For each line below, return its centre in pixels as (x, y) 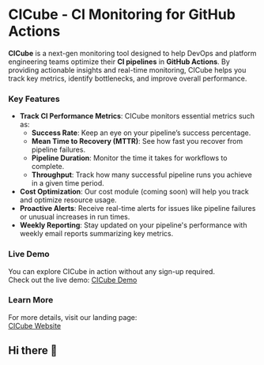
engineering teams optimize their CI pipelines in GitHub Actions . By (119, 62)
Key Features (34, 99)
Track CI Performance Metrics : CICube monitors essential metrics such (137, 116)
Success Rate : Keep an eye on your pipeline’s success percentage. (141, 133)
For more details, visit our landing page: (73, 317)
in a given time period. (68, 183)
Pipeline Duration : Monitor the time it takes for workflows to (129, 158)
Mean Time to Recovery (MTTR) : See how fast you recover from (137, 141)
